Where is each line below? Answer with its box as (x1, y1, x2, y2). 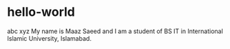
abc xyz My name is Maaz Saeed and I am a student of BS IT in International (7, 27, 224, 35)
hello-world (7, 4, 76, 20)
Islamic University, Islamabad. (7, 34, 92, 42)
